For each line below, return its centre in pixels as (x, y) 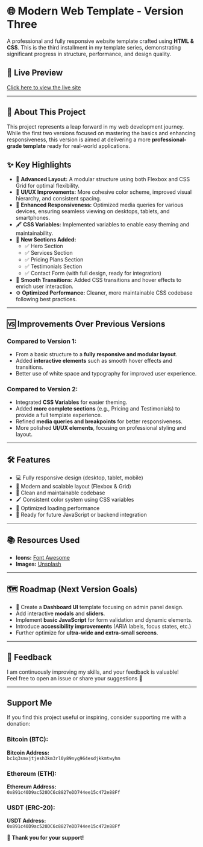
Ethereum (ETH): (32, 773)
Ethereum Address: (32, 787)
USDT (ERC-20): (31, 807)
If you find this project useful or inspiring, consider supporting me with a (96, 717)
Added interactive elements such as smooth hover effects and (94, 361)
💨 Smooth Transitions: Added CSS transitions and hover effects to (98, 280)
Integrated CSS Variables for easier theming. (71, 402)
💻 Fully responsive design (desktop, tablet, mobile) (79, 478)
